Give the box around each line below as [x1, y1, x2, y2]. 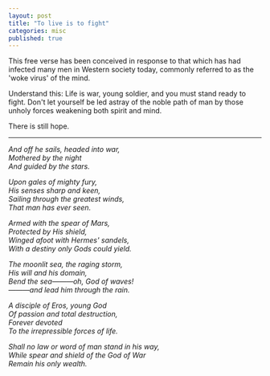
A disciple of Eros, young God [8, 300, 107, 310]
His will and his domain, [8, 268, 88, 278]
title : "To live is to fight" [8, 19, 110, 27]
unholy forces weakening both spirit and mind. [8, 106, 162, 116]
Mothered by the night [8, 153, 82, 163]
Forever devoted [8, 318, 63, 328]
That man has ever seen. [8, 202, 92, 213]
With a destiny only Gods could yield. [8, 244, 133, 254]
